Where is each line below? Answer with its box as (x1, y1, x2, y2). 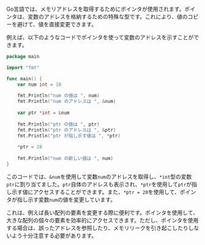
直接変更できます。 (48, 21, 97, 28)
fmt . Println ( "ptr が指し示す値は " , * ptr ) (17, 132, 121, 139)
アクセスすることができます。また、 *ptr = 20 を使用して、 (32, 188, 181, 195)
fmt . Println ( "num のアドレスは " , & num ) (17, 99, 116, 105)
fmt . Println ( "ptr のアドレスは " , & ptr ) (17, 127, 116, 133)
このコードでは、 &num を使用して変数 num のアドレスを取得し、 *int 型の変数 (6, 173, 192, 180)
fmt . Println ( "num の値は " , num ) (17, 92, 100, 99)
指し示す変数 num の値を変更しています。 (17, 195, 116, 203)
